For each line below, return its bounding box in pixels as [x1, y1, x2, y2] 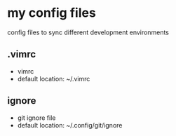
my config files [7, 5, 96, 21]
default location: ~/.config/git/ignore [17, 121, 123, 129]
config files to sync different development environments [7, 28, 170, 36]
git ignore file [17, 114, 56, 122]
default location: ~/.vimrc [17, 74, 90, 83]
